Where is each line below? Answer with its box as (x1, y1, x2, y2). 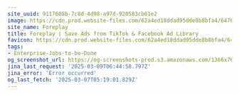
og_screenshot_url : (7, 57, 65, 64)
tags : (7, 43, 23, 50)
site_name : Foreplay (7, 23, 69, 30)
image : (7, 17, 27, 24)
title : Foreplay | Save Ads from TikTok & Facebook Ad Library (7, 30, 199, 37)
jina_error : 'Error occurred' (7, 69, 97, 76)
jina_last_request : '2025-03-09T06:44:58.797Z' (7, 63, 152, 70)
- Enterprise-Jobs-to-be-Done (7, 50, 97, 57)
